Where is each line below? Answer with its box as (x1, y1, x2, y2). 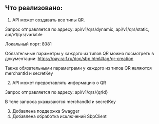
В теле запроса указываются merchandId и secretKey (5, 99, 116, 104)
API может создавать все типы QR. (12, 17, 85, 22)
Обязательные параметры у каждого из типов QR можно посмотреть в (5, 50, 154, 56)
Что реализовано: (5, 4, 63, 12)
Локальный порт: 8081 (5, 41, 52, 47)
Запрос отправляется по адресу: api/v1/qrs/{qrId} (5, 89, 108, 95)
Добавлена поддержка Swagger (12, 108, 79, 114)
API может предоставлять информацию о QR (12, 80, 106, 85)
